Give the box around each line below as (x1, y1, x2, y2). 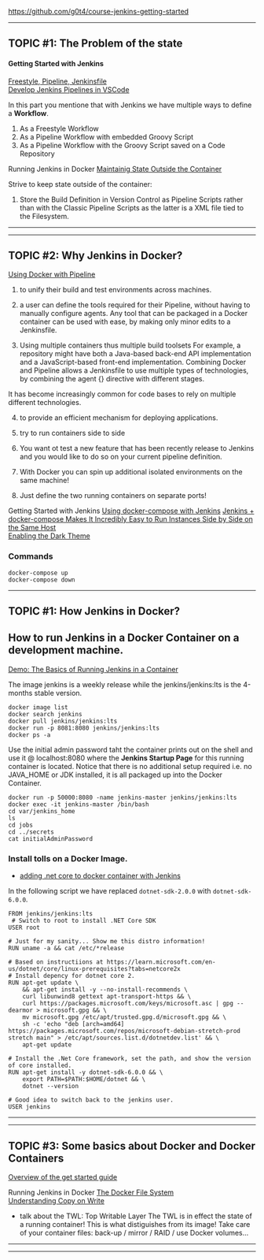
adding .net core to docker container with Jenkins (19, 871, 181, 881)
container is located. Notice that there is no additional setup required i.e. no (8, 761, 253, 771)
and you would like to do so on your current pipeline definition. (19, 452, 222, 462)
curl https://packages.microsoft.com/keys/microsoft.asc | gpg (22, 1000, 234, 1008)
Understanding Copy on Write (8, 1196, 104, 1206)
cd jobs (8, 821, 34, 829)
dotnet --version (22, 1083, 79, 1091)
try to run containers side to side (19, 429, 126, 438)
